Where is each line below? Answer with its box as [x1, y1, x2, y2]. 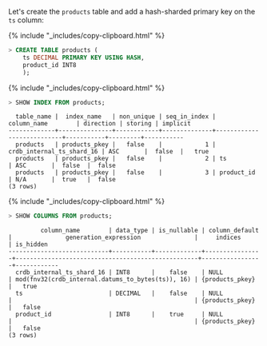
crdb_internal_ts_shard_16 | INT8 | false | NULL [15, 268, 224, 276]
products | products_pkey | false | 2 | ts [15, 155, 227, 163]
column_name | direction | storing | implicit [8, 120, 192, 128]
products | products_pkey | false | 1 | [15, 141, 217, 149]
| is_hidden [8, 241, 48, 249]
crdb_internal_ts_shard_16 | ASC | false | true [8, 148, 209, 156]
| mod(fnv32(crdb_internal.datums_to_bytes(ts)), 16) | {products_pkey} [8, 276, 256, 284]
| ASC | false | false [8, 161, 116, 170]
